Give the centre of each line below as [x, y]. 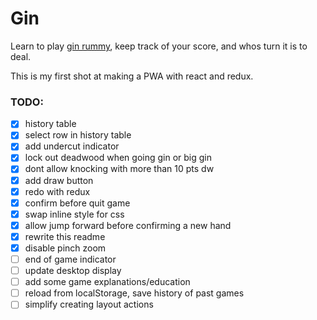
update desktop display [73, 271]
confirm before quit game [77, 203]
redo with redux [57, 191]
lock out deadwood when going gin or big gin [118, 158]
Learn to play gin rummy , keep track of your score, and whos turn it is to [159, 46]
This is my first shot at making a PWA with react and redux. [132, 76]
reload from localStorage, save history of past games [134, 293]
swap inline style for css [74, 214]
